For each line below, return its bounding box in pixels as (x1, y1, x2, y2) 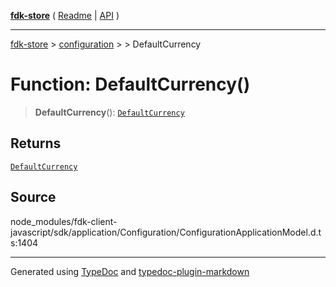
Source (10, 189, 57, 206)
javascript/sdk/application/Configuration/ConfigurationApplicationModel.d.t (10, 226, 322, 238)
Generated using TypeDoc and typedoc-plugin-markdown (10, 265, 250, 277)
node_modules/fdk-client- (10, 215, 118, 227)
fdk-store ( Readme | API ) (10, 10, 120, 21)
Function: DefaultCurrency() (10, 73, 251, 96)
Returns (10, 135, 62, 152)
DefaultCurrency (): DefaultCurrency (34, 106, 185, 118)
